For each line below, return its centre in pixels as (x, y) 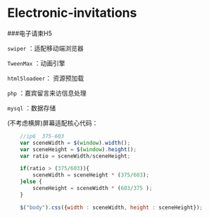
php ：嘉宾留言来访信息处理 (47, 93)
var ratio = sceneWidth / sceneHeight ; (75, 156)
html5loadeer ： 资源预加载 (46, 78)
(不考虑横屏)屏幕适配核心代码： (53, 123)
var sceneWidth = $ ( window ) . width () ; (75, 143)
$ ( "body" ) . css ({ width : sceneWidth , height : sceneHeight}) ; (112, 207)
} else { (31, 182)
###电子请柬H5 (30, 33)
